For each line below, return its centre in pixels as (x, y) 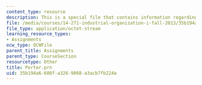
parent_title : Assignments (40, 51)
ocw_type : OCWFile (29, 45)
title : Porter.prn (29, 67)
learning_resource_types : (38, 34)
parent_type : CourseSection (41, 56)
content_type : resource (36, 12)
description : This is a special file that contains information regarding (102, 17)
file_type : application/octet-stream (54, 28)
